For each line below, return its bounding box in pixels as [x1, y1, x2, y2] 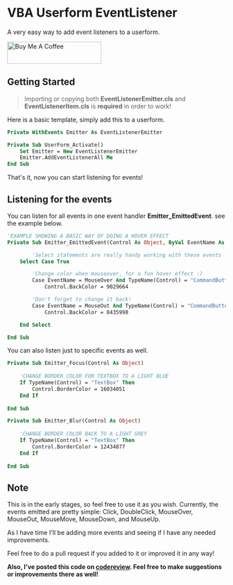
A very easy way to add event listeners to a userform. [7, 28, 160, 36]
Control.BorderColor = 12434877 [32, 443, 126, 450]
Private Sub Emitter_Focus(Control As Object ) [7, 359, 144, 367]
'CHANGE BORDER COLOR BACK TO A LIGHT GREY [19, 430, 148, 438]
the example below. [7, 219, 63, 227]
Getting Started [7, 76, 76, 88]
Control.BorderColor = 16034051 [32, 385, 126, 393]
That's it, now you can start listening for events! [7, 173, 144, 182]
